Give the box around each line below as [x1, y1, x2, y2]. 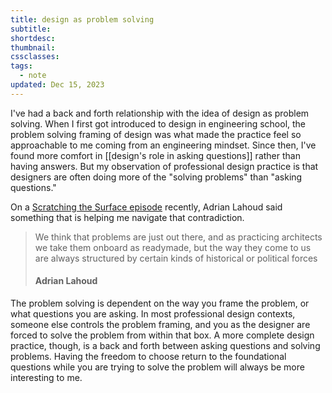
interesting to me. [10, 371, 83, 383]
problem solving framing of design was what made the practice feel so [10, 128, 302, 140]
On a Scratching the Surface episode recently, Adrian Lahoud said [10, 201, 283, 213]
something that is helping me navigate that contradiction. [10, 211, 245, 223]
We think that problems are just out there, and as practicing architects [34, 231, 323, 243]
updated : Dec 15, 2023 [10, 80, 105, 90]
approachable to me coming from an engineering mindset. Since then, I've [10, 139, 317, 151]
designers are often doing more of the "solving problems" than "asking [10, 171, 303, 183]
